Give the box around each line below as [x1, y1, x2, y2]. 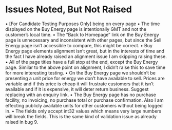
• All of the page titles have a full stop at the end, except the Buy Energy [5, 59, 158, 65]
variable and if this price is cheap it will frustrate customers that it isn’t [5, 81, 154, 87]
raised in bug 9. [5, 119, 39, 125]
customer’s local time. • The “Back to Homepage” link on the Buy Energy [5, 31, 159, 38]
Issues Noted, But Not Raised [5, 4, 132, 15]
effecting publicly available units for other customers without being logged [5, 102, 163, 108]
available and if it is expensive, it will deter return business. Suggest [5, 86, 149, 92]
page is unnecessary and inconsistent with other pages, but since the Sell [5, 37, 162, 43]
